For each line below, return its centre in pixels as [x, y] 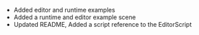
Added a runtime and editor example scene [74, 17]
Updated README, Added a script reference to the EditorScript [103, 24]
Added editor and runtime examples [64, 10]
